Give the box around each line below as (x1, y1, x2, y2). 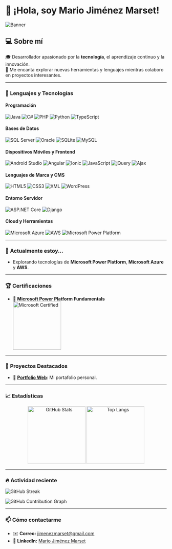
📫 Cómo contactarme (5, 516, 61, 523)
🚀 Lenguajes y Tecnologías (5, 89, 73, 97)
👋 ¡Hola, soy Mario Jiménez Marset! (5, 5, 160, 16)
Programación (5, 102, 36, 108)
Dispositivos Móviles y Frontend (5, 148, 75, 155)
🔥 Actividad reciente (5, 477, 57, 484)
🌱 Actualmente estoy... (5, 247, 63, 254)
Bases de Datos (5, 125, 39, 131)
